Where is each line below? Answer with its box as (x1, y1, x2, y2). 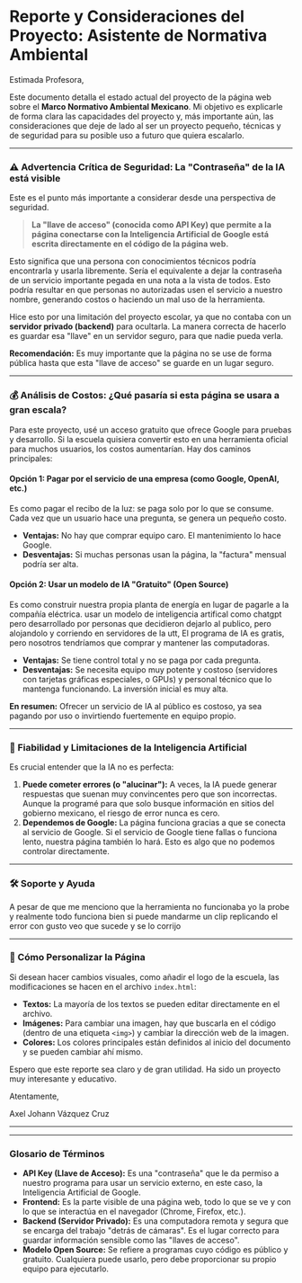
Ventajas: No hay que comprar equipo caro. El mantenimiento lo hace (22, 530, 281, 540)
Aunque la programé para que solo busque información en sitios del (22, 798, 274, 809)
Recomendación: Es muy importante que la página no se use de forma (9, 348, 272, 359)
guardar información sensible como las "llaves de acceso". (22, 1234, 240, 1246)
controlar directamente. (22, 846, 110, 857)
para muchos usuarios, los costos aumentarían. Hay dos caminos (9, 443, 252, 454)
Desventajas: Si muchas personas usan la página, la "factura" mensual (22, 548, 287, 559)
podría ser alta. (22, 558, 79, 569)
